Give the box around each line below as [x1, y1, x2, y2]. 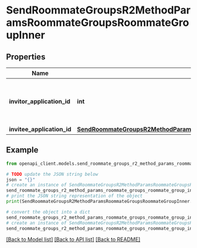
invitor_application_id [9, 97, 70, 106]
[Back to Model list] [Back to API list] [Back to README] [6, 236, 141, 243]
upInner [6, 29, 45, 42]
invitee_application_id [9, 125, 72, 133]
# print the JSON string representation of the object [6, 193, 143, 199]
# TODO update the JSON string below [6, 171, 98, 177]
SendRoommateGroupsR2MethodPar [6, 4, 191, 17]
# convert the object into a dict [6, 209, 91, 215]
